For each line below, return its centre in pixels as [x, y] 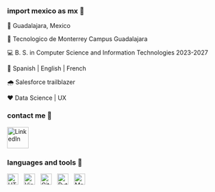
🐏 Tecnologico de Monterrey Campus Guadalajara [77, 39]
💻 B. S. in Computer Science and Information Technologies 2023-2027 [108, 53]
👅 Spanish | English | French [47, 68]
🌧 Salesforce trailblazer [41, 82]
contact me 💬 [30, 115]
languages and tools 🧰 [45, 162]
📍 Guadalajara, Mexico [39, 26]
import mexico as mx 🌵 [46, 11]
